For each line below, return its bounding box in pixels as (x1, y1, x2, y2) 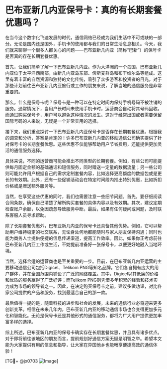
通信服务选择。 (13, 147, 45, 153)
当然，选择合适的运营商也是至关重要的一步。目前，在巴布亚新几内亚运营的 (5, 258, 158, 264)
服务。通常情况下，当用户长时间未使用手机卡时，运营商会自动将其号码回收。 (5, 105, 162, 111)
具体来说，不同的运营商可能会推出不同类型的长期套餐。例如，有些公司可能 (5, 158, 158, 164)
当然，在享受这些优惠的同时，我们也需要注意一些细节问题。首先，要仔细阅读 (5, 193, 162, 199)
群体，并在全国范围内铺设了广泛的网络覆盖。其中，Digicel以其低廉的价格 (9, 270, 159, 277)
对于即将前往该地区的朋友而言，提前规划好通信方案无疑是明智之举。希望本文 (5, 335, 162, 342)
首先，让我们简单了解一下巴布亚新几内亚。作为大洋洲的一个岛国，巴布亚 (5, 63, 153, 70)
